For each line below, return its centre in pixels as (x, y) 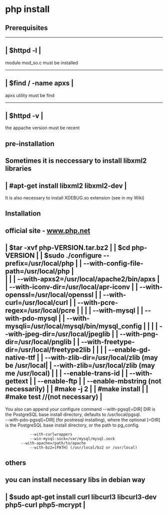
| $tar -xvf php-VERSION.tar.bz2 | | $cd (68, 248)
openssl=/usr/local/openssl (49, 295)
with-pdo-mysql (31, 318)
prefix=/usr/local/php (39, 264)
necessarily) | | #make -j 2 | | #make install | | (77, 389)
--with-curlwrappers (51, 434)
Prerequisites (26, 28)
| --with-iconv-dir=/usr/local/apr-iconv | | (72, 287)
